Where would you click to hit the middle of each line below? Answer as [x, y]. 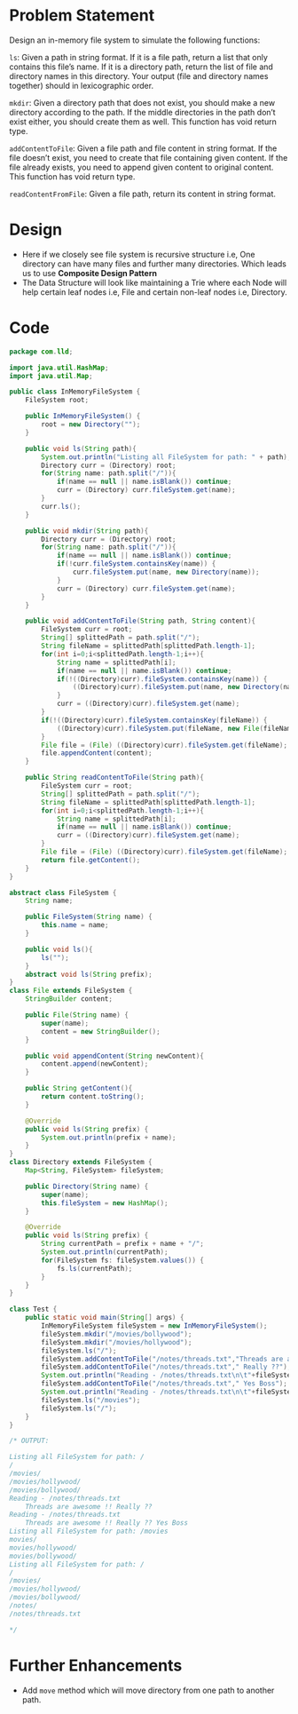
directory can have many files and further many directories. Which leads [154, 264]
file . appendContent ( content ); [97, 753]
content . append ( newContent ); [95, 1064]
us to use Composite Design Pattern [90, 273]
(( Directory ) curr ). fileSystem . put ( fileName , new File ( [160, 728]
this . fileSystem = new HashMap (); [105, 1203]
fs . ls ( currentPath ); [94, 1268]
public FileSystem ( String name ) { [89, 917]
